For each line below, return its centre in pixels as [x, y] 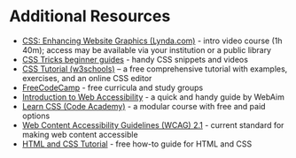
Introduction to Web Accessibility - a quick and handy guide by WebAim [153, 97]
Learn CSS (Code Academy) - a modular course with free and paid [144, 106]
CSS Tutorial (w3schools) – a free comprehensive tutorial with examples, [155, 69]
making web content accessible [80, 134]
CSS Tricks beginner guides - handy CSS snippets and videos [135, 59]
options [36, 116]
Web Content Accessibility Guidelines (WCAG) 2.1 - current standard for [153, 124]
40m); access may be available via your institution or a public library [147, 49]
